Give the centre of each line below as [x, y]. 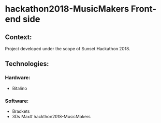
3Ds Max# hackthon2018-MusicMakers [51, 116]
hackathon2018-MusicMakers [67, 9]
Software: [17, 101]
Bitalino [20, 88]
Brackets [21, 111]
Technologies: [27, 64]
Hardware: [18, 77]
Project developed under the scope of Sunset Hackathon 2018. [68, 49]
